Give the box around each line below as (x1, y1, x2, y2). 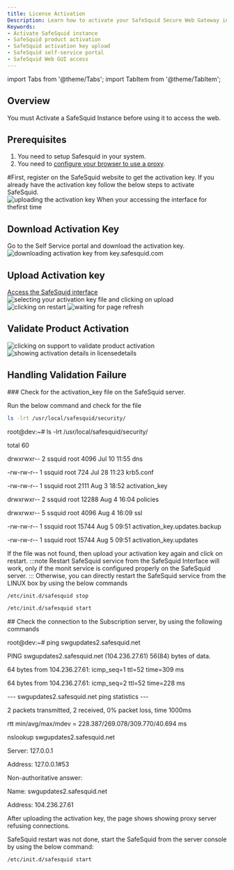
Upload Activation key (7, 270, 106, 281)
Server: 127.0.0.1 (7, 746, 54, 755)
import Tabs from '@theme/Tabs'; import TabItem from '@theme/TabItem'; (7, 75, 221, 83)
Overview (7, 95, 51, 107)
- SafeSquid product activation (7, 36, 101, 43)
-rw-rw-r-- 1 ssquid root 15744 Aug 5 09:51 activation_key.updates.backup (7, 522, 221, 531)
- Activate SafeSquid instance (7, 29, 98, 37)
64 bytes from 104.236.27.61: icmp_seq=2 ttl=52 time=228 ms (7, 679, 186, 688)
